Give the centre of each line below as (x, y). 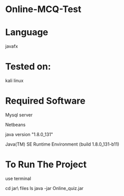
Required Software (45, 101)
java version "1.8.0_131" (29, 134)
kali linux (14, 81)
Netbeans (15, 125)
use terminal (18, 178)
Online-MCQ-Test (44, 9)
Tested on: (28, 67)
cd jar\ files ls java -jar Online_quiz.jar (44, 188)
